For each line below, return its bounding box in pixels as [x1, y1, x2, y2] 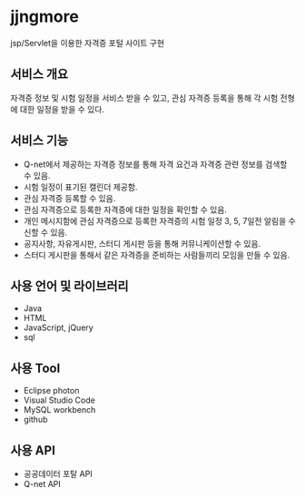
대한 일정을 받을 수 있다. [19, 103, 105, 114]
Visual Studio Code [23, 395, 96, 405]
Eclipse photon [23, 385, 80, 396]
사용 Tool [10, 360, 61, 375]
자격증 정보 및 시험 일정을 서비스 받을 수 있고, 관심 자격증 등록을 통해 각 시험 [10, 93, 279, 103]
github [23, 414, 48, 425]
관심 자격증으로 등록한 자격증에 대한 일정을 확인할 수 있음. [23, 204, 228, 215]
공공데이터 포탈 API [23, 469, 93, 479]
